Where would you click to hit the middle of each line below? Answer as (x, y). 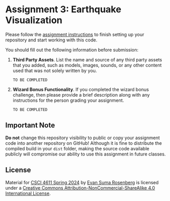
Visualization (34, 20)
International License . (28, 193)
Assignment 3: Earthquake (63, 9)
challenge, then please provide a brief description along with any (81, 95)
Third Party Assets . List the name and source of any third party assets (87, 59)
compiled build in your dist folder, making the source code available (77, 148)
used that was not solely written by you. (55, 71)
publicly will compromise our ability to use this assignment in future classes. (86, 154)
